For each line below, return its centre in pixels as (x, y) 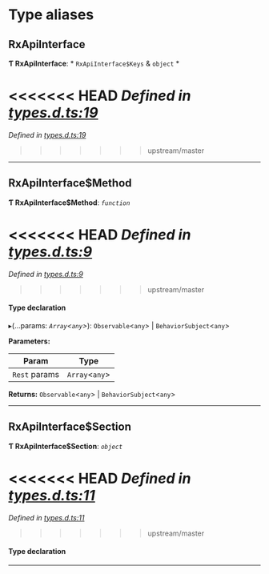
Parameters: (29, 341)
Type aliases (51, 15)
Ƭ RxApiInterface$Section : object (65, 446)
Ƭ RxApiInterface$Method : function (69, 203)
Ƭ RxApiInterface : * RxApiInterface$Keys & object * (94, 63)
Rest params (36, 374)
